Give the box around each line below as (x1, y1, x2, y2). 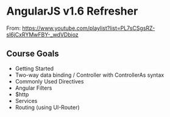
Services (15, 97, 38, 104)
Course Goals (6, 49, 59, 59)
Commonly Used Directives (15, 77, 84, 85)
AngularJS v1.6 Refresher (6, 4, 138, 18)
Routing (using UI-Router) (15, 104, 80, 111)
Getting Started (15, 65, 54, 72)
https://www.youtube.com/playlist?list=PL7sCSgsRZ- (22, 24, 155, 32)
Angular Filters (15, 84, 52, 91)
